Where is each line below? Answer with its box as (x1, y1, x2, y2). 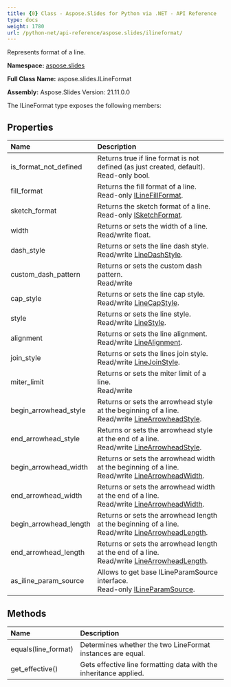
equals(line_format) (10, 644, 74, 654)
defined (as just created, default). (97, 162, 206, 172)
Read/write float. (97, 230, 151, 240)
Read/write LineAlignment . (97, 338, 183, 348)
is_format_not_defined (10, 162, 82, 172)
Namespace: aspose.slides (7, 61, 85, 70)
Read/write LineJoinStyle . (97, 357, 180, 367)
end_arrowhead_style (10, 434, 80, 444)
